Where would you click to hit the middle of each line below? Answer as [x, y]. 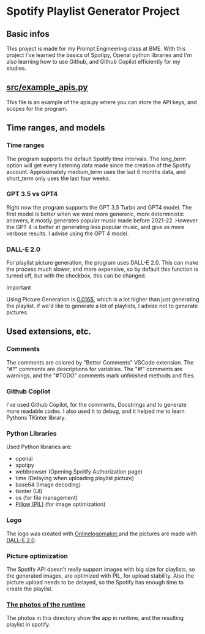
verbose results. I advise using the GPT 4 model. [68, 233]
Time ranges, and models [56, 128]
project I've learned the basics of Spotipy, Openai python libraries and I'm [99, 55]
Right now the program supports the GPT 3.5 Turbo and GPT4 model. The [99, 207]
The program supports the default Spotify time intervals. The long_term [96, 159]
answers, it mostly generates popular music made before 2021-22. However [102, 220]
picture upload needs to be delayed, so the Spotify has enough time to [95, 582]
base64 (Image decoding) [48, 485]
